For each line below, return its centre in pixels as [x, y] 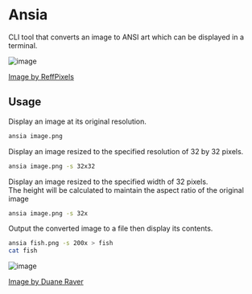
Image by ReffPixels [41, 76]
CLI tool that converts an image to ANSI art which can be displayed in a [126, 37]
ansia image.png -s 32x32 [52, 166]
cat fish [23, 251]
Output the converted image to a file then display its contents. [111, 229]
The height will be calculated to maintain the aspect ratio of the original [126, 190]
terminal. [23, 45]
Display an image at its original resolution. [78, 121]
